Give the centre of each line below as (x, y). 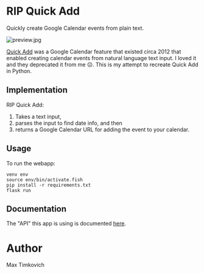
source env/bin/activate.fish (45, 180)
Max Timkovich (25, 265)
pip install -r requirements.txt (49, 185)
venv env (17, 175)
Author (24, 248)
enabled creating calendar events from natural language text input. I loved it (101, 58)
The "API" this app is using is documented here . (66, 224)
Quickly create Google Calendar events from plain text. (75, 28)
